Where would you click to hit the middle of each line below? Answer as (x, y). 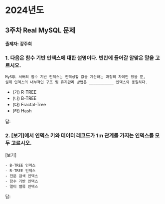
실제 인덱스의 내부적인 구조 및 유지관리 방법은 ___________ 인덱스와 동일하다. (77, 82)
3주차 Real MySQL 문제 (40, 30)
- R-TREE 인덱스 (20, 171)
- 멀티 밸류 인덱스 (22, 187)
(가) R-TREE (24, 92)
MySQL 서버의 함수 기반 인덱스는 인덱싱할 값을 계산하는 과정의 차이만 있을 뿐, (75, 77)
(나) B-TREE (24, 98)
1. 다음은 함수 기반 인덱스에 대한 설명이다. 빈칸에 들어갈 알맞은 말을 (80, 58)
